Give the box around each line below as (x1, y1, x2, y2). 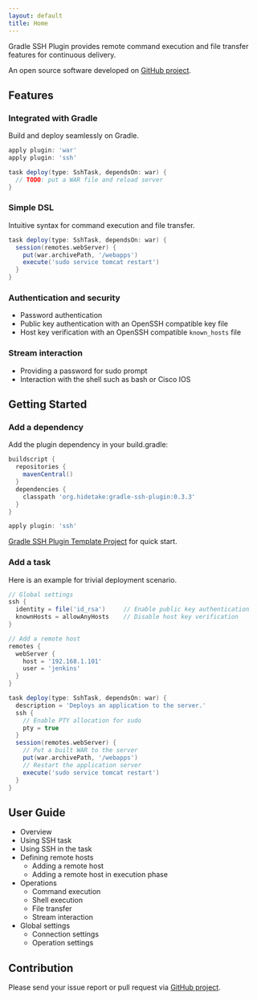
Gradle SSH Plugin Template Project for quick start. (8, 537, 178, 547)
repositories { (15, 463, 67, 471)
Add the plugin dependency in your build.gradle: (8, 440, 169, 449)
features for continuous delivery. (8, 50, 116, 59)
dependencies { (15, 485, 67, 494)
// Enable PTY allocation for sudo (22, 716, 142, 725)
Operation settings (31, 938, 94, 948)
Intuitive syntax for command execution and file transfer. (8, 220, 195, 230)
